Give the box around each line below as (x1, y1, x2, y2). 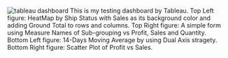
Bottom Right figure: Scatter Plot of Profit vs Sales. (7, 43, 153, 51)
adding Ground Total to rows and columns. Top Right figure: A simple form (7, 21, 222, 29)
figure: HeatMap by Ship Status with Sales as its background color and (7, 14, 211, 22)
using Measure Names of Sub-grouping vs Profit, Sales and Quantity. (7, 28, 206, 37)
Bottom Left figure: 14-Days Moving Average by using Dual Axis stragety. (7, 36, 218, 44)
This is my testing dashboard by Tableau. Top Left (69, 7, 215, 14)
